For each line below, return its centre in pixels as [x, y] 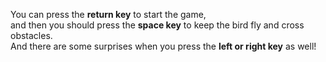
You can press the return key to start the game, [108, 14]
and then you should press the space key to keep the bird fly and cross [157, 25]
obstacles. [31, 35]
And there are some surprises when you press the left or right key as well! [163, 46]
